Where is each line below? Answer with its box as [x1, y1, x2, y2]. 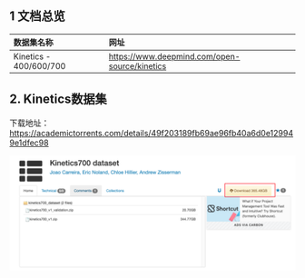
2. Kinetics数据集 [9, 92, 107, 107]
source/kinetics [108, 60, 167, 71]
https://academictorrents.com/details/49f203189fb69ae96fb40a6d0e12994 [9, 127, 293, 138]
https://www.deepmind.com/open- [108, 51, 241, 62]
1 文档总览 [9, 8, 66, 25]
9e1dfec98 [9, 137, 49, 148]
